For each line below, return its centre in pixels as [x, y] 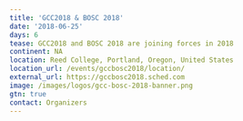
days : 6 [24, 35]
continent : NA [36, 52]
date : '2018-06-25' [46, 26]
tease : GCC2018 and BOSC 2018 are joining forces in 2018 [121, 43]
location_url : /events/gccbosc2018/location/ [97, 69]
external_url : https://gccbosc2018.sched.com [97, 77]
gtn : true [28, 94]
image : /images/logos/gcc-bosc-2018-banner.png [101, 86]
